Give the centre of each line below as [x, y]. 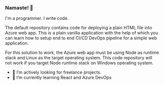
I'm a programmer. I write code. [37, 18]
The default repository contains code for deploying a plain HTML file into [79, 28]
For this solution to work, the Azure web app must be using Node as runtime [82, 52]
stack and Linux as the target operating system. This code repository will [79, 58]
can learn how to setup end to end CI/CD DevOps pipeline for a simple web [81, 38]
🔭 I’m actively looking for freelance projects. [57, 72]
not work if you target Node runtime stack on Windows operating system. [79, 63]
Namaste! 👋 [19, 8]
